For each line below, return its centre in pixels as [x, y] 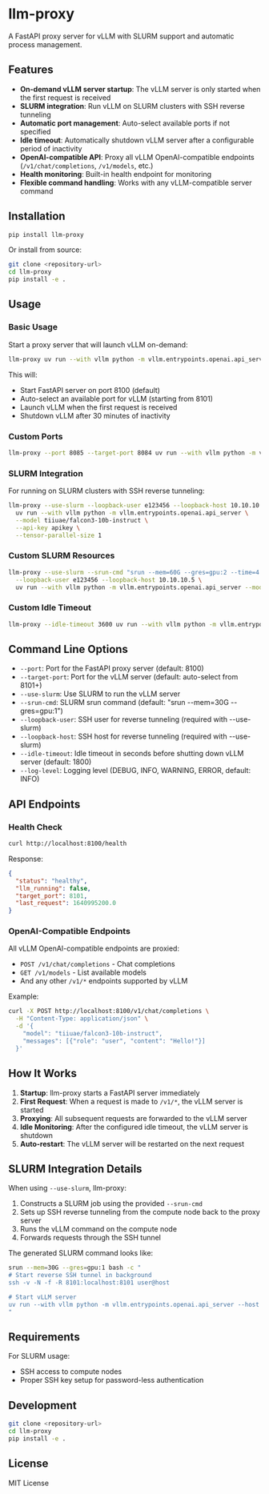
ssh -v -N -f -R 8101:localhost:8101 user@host [89, 1283]
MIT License [29, 1483]
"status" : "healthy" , [52, 881]
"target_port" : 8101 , [52, 896]
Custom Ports [36, 436]
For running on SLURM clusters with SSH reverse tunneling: [106, 491]
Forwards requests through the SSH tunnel [90, 1238]
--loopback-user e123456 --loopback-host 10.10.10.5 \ [109, 580]
